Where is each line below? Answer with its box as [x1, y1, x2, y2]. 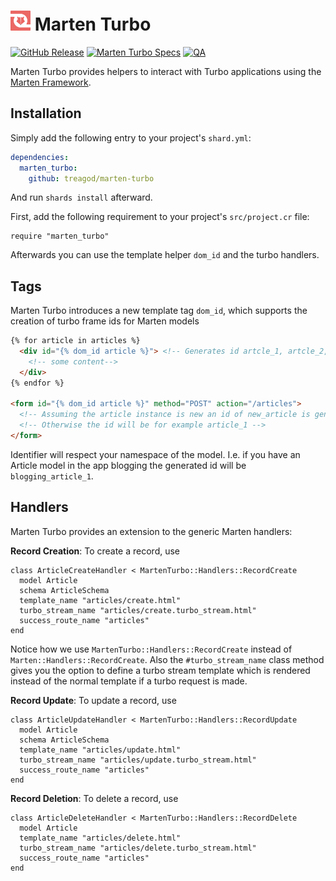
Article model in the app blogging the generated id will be [10, 459, 247, 471]
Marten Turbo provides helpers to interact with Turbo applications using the [10, 65, 322, 77]
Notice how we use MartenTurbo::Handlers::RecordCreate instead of [10, 643, 293, 655]
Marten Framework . [10, 76, 92, 88]
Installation [10, 105, 82, 122]
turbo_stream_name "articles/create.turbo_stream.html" [19, 605, 257, 615]
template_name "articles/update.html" [19, 745, 182, 755]
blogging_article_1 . [10, 470, 94, 482]
